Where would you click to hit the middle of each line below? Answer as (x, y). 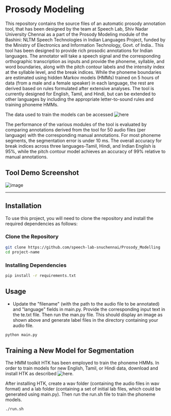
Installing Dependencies (36, 265)
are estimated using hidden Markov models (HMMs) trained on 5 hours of (82, 77)
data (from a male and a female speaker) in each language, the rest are (80, 83)
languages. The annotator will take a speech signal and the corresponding (83, 56)
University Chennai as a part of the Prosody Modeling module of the (77, 34)
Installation (23, 206)
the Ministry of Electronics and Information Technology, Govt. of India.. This (84, 45)
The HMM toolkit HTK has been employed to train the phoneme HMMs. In (82, 363)
